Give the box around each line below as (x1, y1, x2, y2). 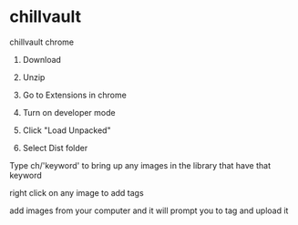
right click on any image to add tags (9, 187, 144, 198)
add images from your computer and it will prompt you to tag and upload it (9, 205, 289, 216)
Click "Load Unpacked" (22, 125, 111, 136)
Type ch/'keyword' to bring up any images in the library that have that (9, 159, 272, 170)
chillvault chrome (9, 36, 75, 47)
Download (22, 54, 62, 65)
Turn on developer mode (22, 107, 116, 118)
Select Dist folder (22, 142, 88, 153)
